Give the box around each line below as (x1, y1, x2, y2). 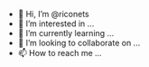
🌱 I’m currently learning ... (17, 28, 115, 38)
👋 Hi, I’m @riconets (17, 9, 89, 19)
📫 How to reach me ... (17, 48, 102, 58)
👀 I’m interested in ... (17, 18, 95, 29)
